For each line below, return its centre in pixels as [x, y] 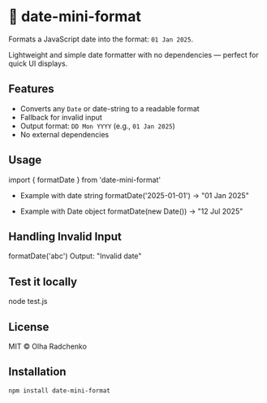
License [29, 327]
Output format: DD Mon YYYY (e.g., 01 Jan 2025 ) [98, 126]
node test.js [28, 301]
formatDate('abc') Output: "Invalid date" [75, 256]
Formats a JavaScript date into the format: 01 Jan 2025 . [101, 39]
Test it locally [43, 282]
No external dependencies [65, 134]
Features [31, 89]
